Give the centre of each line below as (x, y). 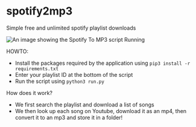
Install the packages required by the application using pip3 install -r (103, 63)
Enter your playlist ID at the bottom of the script (74, 74)
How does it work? (30, 93)
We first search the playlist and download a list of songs (85, 105)
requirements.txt (37, 69)
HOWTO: (17, 51)
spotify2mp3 (40, 11)
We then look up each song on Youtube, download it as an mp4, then (101, 111)
